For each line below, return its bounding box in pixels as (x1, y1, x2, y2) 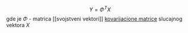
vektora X (6, 21, 30, 28)
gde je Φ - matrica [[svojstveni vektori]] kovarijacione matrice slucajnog (6, 15, 183, 22)
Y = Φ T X (89, 5, 111, 13)
